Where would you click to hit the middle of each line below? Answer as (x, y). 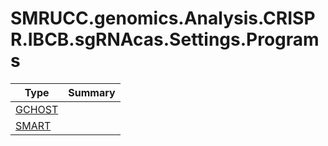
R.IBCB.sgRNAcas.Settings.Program (165, 39)
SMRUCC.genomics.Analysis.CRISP (163, 18)
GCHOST (37, 109)
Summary (92, 92)
